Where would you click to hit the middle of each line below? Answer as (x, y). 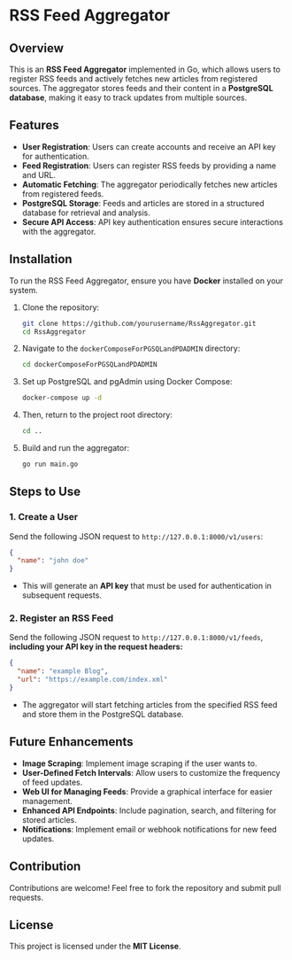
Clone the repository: (61, 307)
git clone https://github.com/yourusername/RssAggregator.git (139, 323)
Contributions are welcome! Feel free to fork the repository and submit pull (145, 887)
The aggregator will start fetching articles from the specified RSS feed (150, 704)
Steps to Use (45, 492)
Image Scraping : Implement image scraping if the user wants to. (139, 763)
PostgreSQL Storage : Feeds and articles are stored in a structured (143, 203)
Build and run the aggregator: (76, 448)
